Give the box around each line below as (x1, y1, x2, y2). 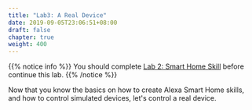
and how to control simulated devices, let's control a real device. (8, 94, 217, 103)
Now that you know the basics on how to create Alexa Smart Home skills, (8, 85, 245, 94)
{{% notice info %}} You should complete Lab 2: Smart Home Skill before (8, 62, 245, 71)
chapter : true (8, 33, 55, 41)
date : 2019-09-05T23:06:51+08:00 (8, 19, 118, 27)
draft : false (8, 26, 51, 34)
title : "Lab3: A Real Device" (8, 11, 108, 20)
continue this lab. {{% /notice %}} (8, 70, 118, 80)
